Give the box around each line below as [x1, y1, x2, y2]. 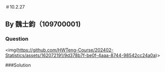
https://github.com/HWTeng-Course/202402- [17, 47, 114, 53]
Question [5, 35, 29, 42]
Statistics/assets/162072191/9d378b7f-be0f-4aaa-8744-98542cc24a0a [5, 52, 156, 58]
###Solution [5, 62, 31, 68]
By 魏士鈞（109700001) [5, 20, 81, 29]
